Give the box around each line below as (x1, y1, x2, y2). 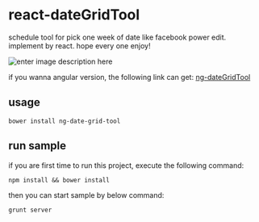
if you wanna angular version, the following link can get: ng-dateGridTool (8, 72, 251, 82)
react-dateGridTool (8, 6, 140, 24)
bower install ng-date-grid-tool (8, 117, 121, 125)
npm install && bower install (8, 176, 111, 184)
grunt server (8, 206, 52, 214)
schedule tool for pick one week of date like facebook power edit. (8, 32, 227, 42)
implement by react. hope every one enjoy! (8, 40, 151, 50)
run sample (8, 139, 67, 153)
